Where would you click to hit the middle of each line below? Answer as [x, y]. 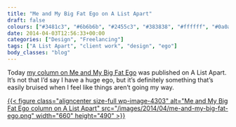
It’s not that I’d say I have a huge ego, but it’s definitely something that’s [110, 80]
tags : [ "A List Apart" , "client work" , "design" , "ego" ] [92, 46]
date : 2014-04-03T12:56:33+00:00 [56, 33]
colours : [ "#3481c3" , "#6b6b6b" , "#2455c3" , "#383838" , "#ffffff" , [108, 27]
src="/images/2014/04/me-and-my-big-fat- [165, 108]
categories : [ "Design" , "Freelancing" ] [66, 40]
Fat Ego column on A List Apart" [54, 108]
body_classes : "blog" [39, 53]
